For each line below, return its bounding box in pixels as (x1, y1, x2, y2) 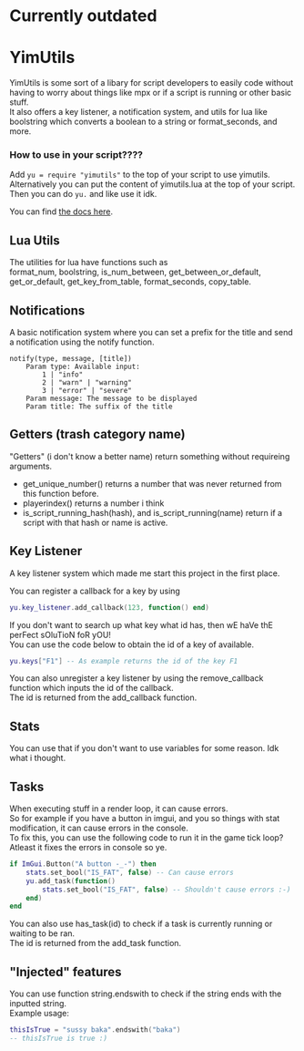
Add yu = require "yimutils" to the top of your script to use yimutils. (9, 170, 270, 180)
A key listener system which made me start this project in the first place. (9, 567, 280, 579)
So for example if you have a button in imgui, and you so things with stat (9, 813, 280, 824)
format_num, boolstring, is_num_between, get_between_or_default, (9, 266, 261, 278)
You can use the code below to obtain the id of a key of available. (9, 639, 255, 650)
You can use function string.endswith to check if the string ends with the (9, 988, 282, 999)
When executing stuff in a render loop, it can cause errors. (9, 803, 229, 814)
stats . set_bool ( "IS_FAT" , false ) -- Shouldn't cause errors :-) (42, 885, 291, 894)
